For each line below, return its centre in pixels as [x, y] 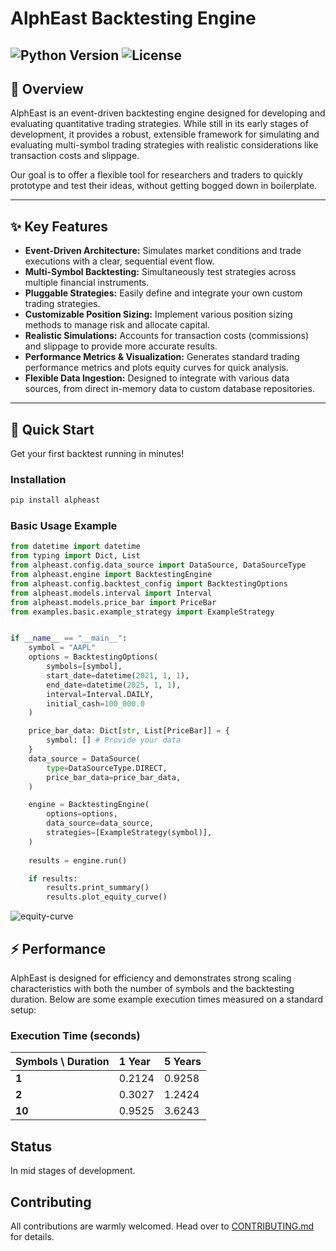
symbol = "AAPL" [62, 648]
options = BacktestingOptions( [93, 657]
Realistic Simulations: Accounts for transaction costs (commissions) [167, 336]
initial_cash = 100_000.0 [95, 703]
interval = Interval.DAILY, [100, 694]
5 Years [182, 1062]
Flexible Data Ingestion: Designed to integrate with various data [157, 378]
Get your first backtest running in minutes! [97, 454]
